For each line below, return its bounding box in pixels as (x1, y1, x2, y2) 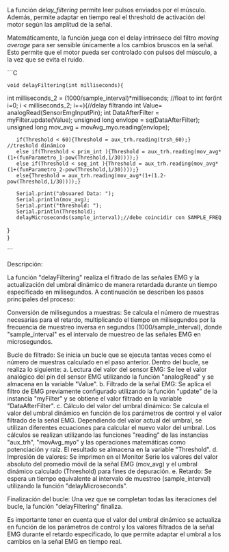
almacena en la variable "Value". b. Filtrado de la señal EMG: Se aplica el (7, 380, 211, 388)
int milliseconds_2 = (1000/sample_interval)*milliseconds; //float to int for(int (7, 94, 222, 102)
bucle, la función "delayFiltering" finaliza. (7, 503, 123, 510)
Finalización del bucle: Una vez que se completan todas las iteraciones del (7, 495, 217, 503)
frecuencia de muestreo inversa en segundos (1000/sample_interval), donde (7, 323, 222, 331)
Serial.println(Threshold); (16, 208, 96, 215)
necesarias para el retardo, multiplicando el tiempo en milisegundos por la (7, 316, 216, 324)
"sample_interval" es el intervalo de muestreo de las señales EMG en (7, 330, 201, 338)
